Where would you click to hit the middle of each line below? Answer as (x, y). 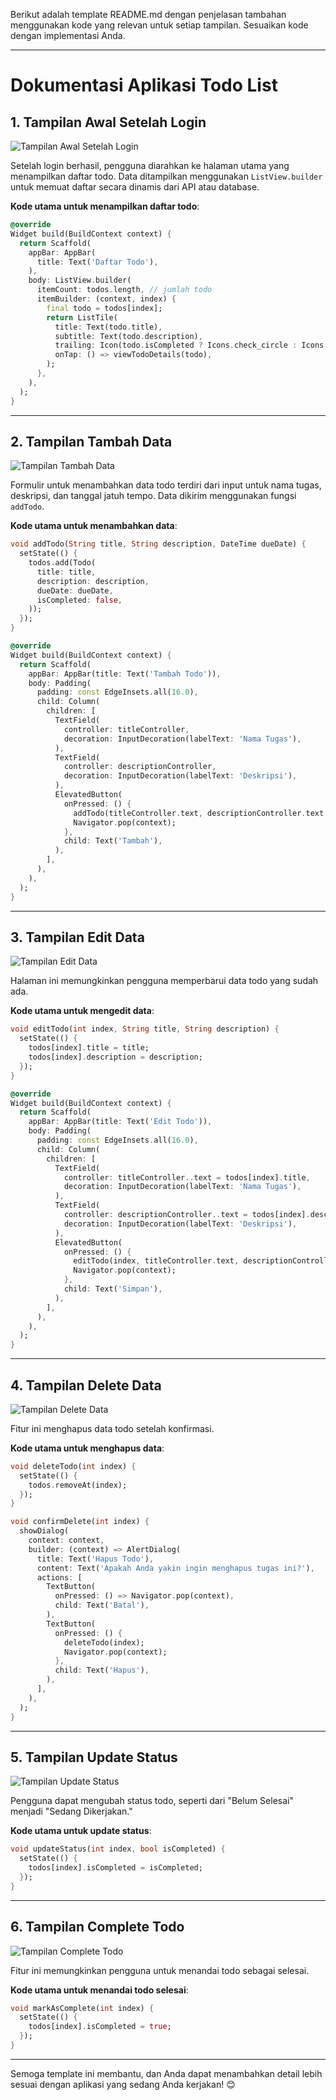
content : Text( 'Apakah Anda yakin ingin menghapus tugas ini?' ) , (175, 1568)
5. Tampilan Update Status (94, 1757)
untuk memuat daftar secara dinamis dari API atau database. (135, 187)
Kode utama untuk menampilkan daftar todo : (105, 206)
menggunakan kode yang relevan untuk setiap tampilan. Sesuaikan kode (159, 25)
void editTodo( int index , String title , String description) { (145, 1029)
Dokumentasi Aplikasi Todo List (144, 85)
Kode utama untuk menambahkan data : (94, 526)
